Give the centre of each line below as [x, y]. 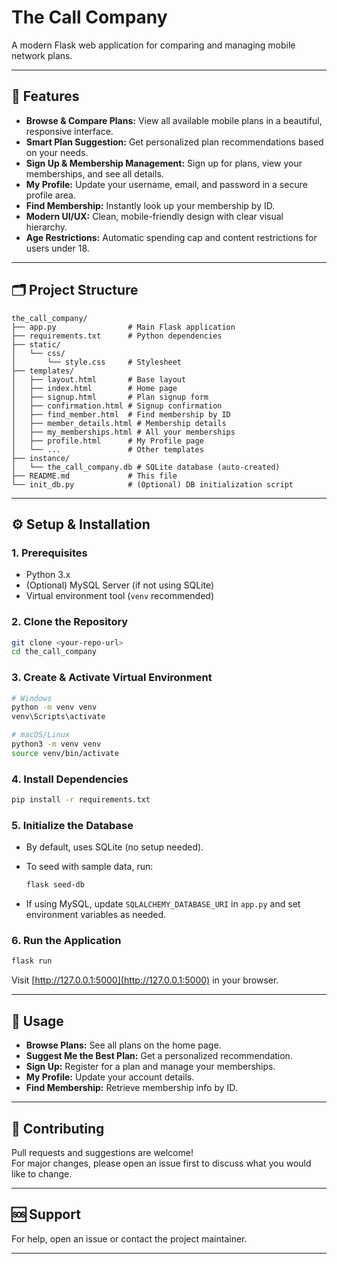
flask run [32, 961]
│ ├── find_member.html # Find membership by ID [121, 414]
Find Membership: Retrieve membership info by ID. [131, 1088]
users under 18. [57, 248]
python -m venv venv [54, 707]
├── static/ [36, 344]
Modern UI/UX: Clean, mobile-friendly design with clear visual [154, 216]
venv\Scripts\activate [58, 717]
